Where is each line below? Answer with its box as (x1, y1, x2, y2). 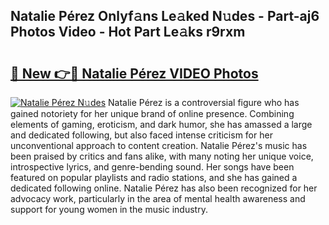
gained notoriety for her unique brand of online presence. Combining (10, 108, 295, 119)
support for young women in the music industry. (10, 204, 208, 215)
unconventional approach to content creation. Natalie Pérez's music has (10, 140, 308, 151)
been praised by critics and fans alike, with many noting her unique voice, (10, 150, 314, 162)
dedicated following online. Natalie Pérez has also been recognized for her (10, 182, 318, 194)
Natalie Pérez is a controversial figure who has (107, 97, 300, 108)
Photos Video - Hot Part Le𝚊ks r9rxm (10, 24, 246, 41)
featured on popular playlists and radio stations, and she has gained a (10, 172, 298, 183)
